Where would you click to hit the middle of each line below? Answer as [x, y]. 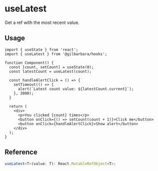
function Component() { [29, 63]
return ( [18, 106]
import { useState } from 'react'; [41, 50]
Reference [21, 152]
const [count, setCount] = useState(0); [51, 67]
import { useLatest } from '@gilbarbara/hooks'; [56, 54]
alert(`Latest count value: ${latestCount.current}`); [76, 89]
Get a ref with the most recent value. [42, 22]
